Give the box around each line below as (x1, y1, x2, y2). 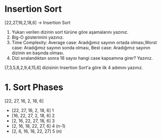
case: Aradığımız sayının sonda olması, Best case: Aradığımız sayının (11, 45, 150, 50)
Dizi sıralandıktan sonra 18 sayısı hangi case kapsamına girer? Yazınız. (11, 55, 153, 61)
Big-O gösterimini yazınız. (11, 34, 64, 40)
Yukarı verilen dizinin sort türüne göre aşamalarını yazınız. (11, 29, 129, 35)
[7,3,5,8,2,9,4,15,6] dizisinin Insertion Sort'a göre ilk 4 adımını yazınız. (4, 65, 143, 70)
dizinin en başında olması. (11, 50, 64, 56)
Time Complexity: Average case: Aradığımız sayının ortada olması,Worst (11, 39, 157, 45)
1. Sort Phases (4, 82, 64, 93)
